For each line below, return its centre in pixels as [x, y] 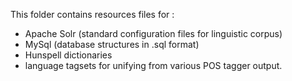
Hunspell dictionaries [68, 55]
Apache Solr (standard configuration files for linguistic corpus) [153, 33]
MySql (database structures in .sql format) [112, 44]
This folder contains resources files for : [92, 14]
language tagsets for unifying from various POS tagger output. [153, 65]
